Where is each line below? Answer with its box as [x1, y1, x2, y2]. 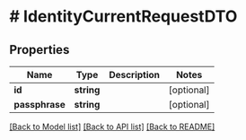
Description [109, 69, 160, 81]
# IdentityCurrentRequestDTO [9, 6, 238, 27]
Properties [9, 42, 70, 57]
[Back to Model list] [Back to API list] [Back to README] [9, 121, 215, 132]
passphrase [13, 99, 66, 110]
